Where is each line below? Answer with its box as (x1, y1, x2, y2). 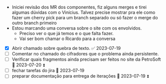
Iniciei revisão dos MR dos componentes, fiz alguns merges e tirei (11, 4, 147, 10)
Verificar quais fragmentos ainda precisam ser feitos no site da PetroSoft (11, 56, 161, 62)
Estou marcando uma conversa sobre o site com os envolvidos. (11, 25, 142, 31)
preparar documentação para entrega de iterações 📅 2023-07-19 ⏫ (11, 73, 149, 79)
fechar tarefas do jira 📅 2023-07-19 (11, 68, 85, 74)
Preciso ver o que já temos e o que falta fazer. (19, 31, 114, 36)
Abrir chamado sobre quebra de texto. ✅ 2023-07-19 (11, 45, 121, 51)
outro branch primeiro (11, 20, 57, 26)
